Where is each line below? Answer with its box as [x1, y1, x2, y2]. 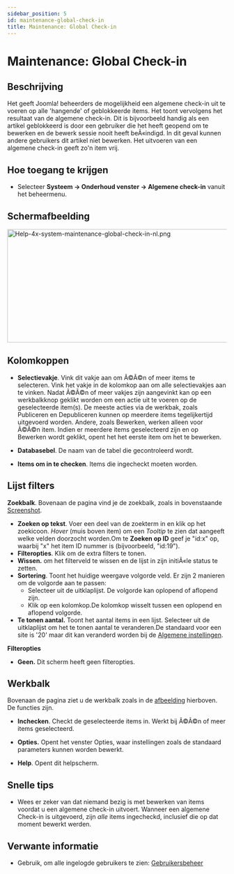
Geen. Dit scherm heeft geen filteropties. [17, 657, 136, 666]
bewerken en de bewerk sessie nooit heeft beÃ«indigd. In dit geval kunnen [7, 129, 221, 137]
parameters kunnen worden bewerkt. [17, 746, 124, 754]
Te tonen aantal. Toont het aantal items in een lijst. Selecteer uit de [17, 615, 210, 624]
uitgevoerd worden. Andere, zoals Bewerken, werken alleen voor [17, 418, 203, 426]
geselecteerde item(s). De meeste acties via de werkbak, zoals [17, 402, 198, 412]
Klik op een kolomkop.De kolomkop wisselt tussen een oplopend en [27, 601, 222, 609]
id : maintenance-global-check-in [7, 17, 104, 24]
